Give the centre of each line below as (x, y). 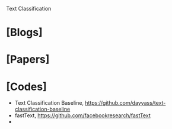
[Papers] (28, 59)
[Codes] (27, 87)
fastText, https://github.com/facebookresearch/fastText (83, 115)
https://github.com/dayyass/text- (125, 103)
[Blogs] (24, 33)
